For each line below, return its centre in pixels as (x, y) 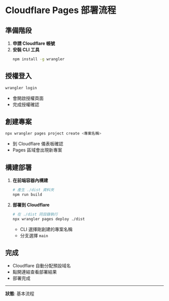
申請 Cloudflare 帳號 (34, 43)
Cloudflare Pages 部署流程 (61, 10)
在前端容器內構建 (30, 181)
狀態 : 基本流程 (20, 293)
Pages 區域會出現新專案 (37, 150)
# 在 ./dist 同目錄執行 (35, 214)
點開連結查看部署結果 (34, 272)
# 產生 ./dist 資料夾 (33, 190)
